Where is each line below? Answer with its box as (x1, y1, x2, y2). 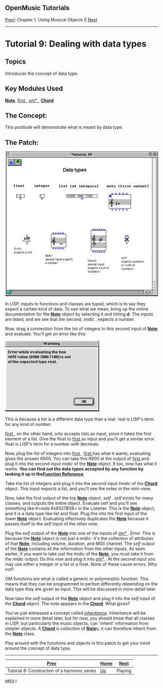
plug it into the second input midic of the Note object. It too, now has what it (5, 461, 157, 467)
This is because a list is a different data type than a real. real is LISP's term (5, 416, 154, 422)
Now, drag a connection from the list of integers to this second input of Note (5, 325, 158, 332)
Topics (5, 58, 26, 66)
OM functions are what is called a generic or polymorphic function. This (5, 575, 149, 582)
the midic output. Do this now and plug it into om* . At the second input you (5, 556, 156, 562)
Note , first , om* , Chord (5, 97, 54, 103)
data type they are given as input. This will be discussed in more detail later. (5, 586, 157, 592)
